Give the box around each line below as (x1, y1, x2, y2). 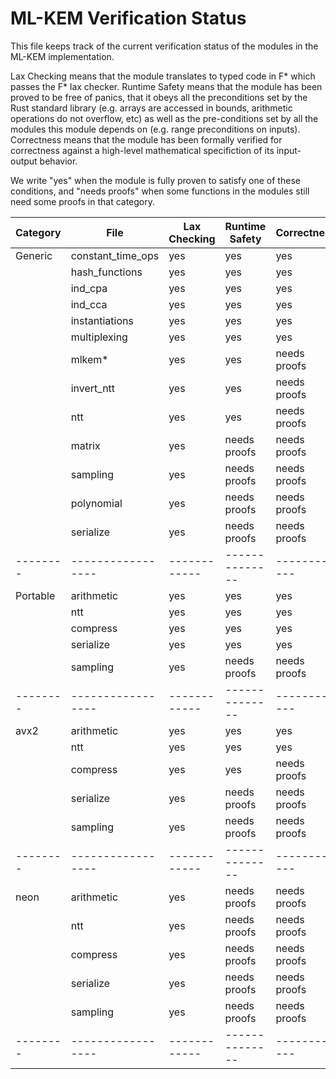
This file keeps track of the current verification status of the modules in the (10, 40, 319, 52)
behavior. (39, 155, 78, 167)
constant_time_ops (70, 248, 160, 262)
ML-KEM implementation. (10, 50, 115, 62)
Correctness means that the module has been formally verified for (10, 133, 283, 146)
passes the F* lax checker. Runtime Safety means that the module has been (10, 80, 323, 92)
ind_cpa (70, 281, 108, 295)
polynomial (70, 496, 123, 510)
